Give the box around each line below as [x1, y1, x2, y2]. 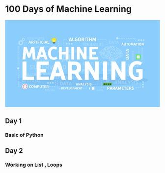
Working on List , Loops [5, 161, 62, 168]
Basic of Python [5, 131, 44, 138]
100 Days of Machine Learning [5, 3, 132, 15]
